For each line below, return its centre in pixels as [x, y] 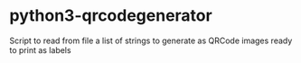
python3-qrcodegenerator [111, 16]
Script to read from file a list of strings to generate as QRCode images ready [151, 40]
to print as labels [40, 49]
